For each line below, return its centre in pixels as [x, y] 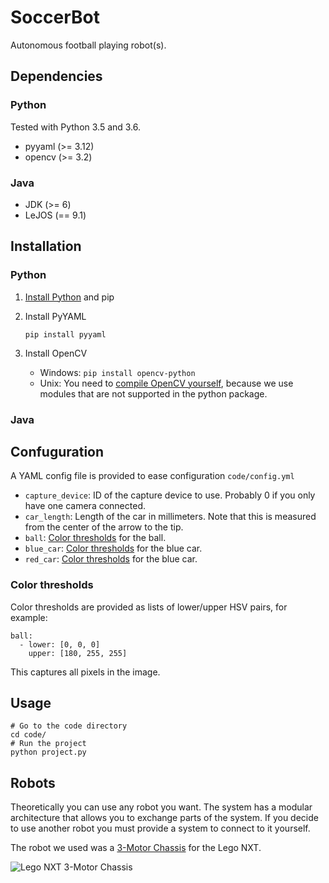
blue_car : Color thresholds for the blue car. [113, 548]
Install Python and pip [69, 297]
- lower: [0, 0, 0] [60, 644]
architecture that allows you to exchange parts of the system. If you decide [164, 818]
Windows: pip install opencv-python [117, 372]
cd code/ [28, 735]
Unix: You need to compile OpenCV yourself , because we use [166, 383]
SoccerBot [55, 17]
